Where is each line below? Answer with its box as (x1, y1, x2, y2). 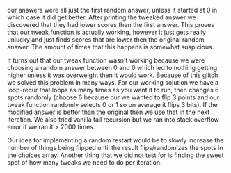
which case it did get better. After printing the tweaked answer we (7, 13, 196, 22)
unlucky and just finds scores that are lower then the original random (7, 35, 205, 44)
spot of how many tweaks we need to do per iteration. (7, 158, 162, 166)
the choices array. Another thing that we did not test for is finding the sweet (7, 151, 224, 159)
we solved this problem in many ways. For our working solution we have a (7, 79, 219, 86)
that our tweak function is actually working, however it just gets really (7, 28, 207, 36)
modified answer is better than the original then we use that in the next (7, 108, 210, 116)
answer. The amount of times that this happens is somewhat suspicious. (7, 43, 214, 51)
